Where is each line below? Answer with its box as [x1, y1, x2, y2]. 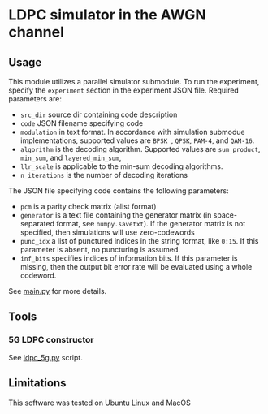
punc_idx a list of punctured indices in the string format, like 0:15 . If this [19, 236, 259, 245]
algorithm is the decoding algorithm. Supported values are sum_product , [19, 144, 261, 153]
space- [213, 210, 238, 220]
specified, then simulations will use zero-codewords [19, 227, 195, 237]
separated [19, 219, 55, 228]
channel [8, 23, 65, 41]
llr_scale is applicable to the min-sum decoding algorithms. [19, 162, 223, 171]
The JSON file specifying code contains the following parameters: [8, 186, 229, 196]
